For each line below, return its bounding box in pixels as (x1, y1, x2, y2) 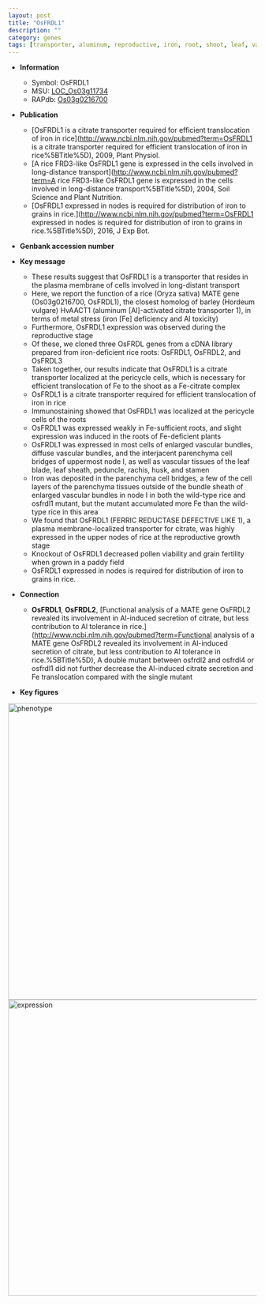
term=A (31, 175, 57, 186)
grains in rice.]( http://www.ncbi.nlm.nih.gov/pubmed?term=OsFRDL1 (31, 209, 254, 219)
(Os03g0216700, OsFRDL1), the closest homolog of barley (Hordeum (31, 297, 255, 307)
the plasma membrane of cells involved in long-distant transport (31, 281, 241, 290)
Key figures (19, 688, 59, 697)
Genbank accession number (19, 242, 114, 251)
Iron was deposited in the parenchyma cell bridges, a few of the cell (31, 473, 252, 483)
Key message (19, 257, 65, 266)
